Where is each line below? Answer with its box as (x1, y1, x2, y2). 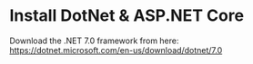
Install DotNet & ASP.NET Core (9, 5, 244, 26)
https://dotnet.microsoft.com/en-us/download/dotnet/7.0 (9, 44, 223, 55)
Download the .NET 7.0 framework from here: (9, 35, 179, 46)
